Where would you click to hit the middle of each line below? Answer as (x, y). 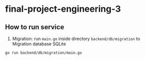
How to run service (35, 27)
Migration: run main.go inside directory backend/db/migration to (76, 39)
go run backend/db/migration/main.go (44, 53)
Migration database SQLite (39, 44)
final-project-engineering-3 (63, 9)
